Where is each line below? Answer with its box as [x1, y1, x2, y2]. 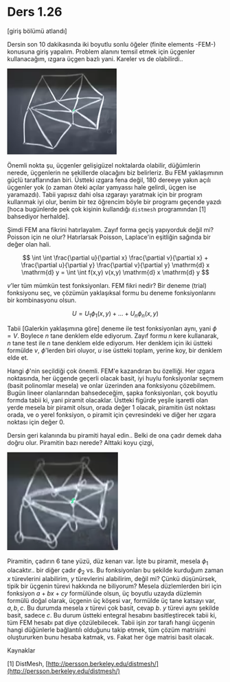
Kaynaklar [7, 646, 36, 655]
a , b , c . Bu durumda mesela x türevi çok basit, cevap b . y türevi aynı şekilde [7, 604, 220, 612]
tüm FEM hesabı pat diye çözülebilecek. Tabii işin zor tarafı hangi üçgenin [7, 619, 215, 627]
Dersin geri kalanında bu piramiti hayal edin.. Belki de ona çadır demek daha [7, 431, 222, 440]
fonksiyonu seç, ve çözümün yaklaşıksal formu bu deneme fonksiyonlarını [7, 288, 216, 297]
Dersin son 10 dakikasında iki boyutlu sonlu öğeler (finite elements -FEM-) [7, 40, 216, 48]
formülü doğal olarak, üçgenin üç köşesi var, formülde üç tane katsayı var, [7, 597, 216, 605]
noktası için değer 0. [7, 418, 65, 426]
